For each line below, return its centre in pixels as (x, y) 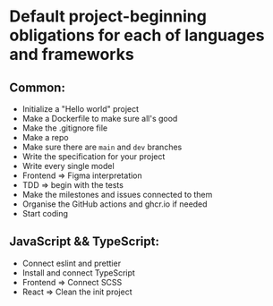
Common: (37, 87)
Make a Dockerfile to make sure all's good (100, 119)
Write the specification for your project (94, 157)
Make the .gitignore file (65, 128)
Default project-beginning (108, 17)
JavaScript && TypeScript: (84, 242)
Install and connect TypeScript (79, 272)
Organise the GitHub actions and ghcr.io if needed (115, 204)
